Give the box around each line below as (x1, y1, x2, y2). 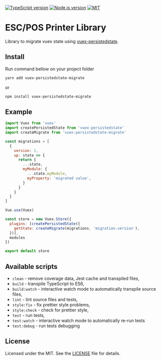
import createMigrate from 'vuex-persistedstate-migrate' (5, 130, 127, 135)
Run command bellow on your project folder (5, 66, 95, 72)
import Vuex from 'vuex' (5, 121, 56, 126)
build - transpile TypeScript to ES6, (12, 281, 85, 287)
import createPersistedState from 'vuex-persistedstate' (5, 125, 125, 131)
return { (18, 157, 36, 162)
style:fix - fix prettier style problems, (12, 302, 90, 308)
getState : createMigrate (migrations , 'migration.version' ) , (14, 226, 140, 231)
